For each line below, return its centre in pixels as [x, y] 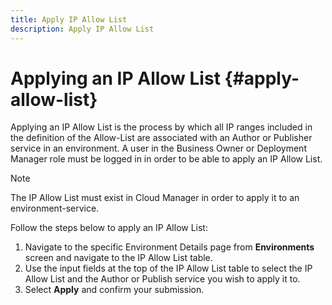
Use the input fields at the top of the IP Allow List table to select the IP [168, 268]
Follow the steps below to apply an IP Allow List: [109, 228]
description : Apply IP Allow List [82, 29]
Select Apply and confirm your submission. [114, 290]
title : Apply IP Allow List [69, 19]
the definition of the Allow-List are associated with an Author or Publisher [161, 138]
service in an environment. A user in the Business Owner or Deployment [158, 148]
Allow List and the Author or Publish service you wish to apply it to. [162, 279]
